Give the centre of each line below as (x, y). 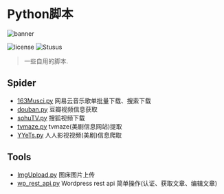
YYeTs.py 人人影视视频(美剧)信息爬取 (69, 135)
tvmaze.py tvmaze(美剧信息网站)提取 (69, 126)
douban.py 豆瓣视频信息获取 (57, 109)
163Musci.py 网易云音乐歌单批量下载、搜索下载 (84, 100)
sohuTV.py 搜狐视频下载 (51, 118)
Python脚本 (40, 14)
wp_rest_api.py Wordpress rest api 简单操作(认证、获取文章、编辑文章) (117, 183)
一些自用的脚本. (46, 61)
